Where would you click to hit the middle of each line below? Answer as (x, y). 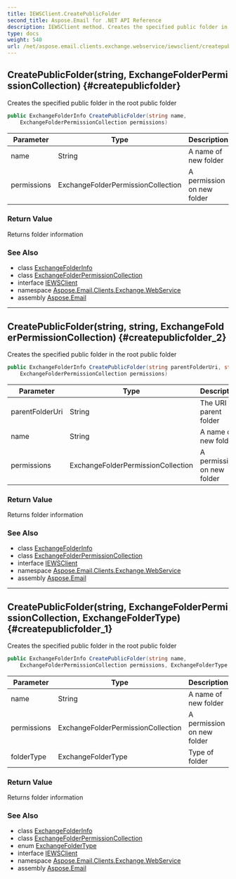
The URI (213, 403)
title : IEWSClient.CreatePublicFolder (64, 14)
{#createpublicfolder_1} (60, 629)
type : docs (23, 33)
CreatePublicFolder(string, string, (83, 327)
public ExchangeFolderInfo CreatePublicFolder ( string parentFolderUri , (114, 367)
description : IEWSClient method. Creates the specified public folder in (118, 27)
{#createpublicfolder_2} (172, 337)
